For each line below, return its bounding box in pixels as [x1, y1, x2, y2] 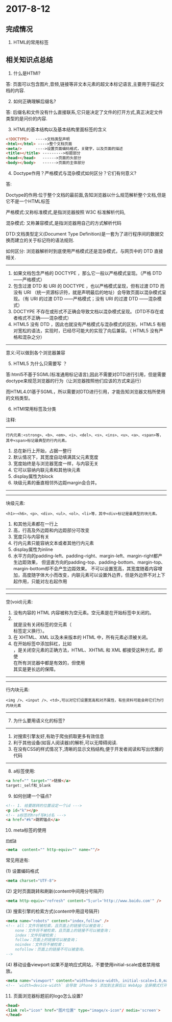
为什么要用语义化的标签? [13, 717, 65, 724]
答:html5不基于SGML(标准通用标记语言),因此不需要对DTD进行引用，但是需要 [6, 371, 166, 378]
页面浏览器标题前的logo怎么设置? [13, 992, 83, 999]
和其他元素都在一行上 [13, 521, 58, 527]
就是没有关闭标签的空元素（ [13, 621, 72, 628]
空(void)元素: [6, 599, 33, 605]
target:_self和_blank [6, 783, 51, 788]
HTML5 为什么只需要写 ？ [13, 361, 67, 367]
